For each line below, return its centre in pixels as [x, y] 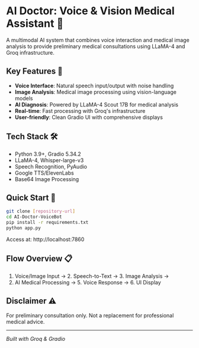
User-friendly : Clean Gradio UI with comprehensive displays [89, 117]
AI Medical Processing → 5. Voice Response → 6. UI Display [88, 282]
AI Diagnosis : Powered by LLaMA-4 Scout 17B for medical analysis [97, 105]
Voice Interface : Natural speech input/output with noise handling [94, 86]
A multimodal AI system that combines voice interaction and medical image [98, 40]
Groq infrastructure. [30, 52]
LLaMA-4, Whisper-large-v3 [49, 160]
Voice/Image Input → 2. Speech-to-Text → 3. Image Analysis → [92, 276]
